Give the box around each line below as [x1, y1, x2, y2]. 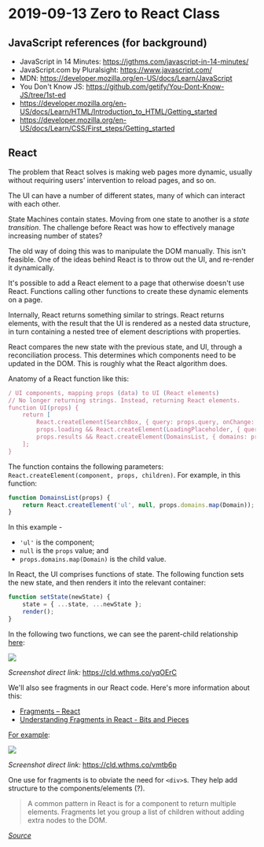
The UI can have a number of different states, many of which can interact [8, 190, 245, 200]
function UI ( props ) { [8, 404, 79, 412]
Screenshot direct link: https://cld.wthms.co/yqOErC [8, 667, 178, 676]
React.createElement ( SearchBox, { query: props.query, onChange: [36, 418, 255, 427]
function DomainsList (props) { [8, 493, 111, 501]
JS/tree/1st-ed [19, 90, 67, 99]
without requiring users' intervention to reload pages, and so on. [8, 175, 216, 185]
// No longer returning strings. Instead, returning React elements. [8, 396, 241, 405]
